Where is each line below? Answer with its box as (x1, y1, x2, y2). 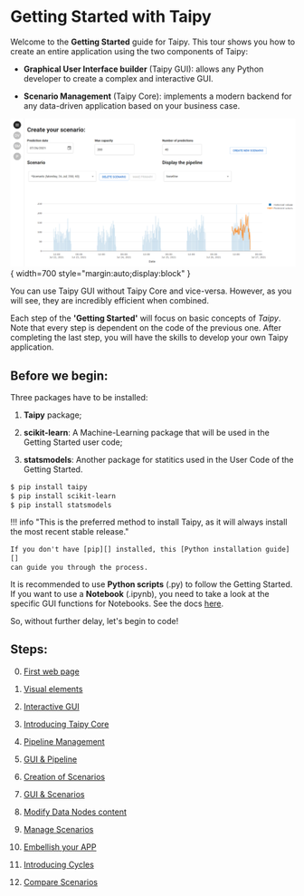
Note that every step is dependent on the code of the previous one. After (10, 323, 282, 333)
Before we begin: (10, 368, 109, 383)
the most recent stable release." (10, 526, 129, 537)
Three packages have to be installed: (10, 392, 148, 403)
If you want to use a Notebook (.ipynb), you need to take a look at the (10, 589, 270, 600)
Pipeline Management (23, 736, 105, 747)
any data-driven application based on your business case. (23, 100, 241, 111)
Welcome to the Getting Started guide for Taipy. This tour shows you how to (10, 36, 296, 47)
